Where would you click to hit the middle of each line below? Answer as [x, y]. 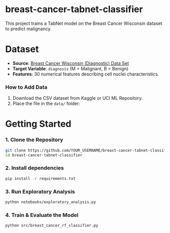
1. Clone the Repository [34, 140]
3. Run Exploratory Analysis [40, 191]
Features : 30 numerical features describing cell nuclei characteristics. [86, 74]
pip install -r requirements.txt [40, 178]
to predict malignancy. [28, 28]
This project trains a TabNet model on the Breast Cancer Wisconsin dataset [84, 23]
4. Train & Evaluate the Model [42, 215]
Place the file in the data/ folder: [46, 104]
